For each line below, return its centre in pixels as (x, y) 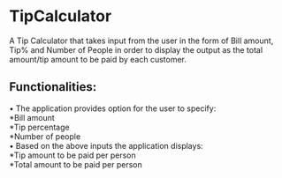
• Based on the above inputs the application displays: (106, 145)
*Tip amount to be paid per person (73, 155)
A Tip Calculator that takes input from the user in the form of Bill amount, (141, 41)
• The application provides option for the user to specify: (113, 108)
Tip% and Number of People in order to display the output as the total (136, 49)
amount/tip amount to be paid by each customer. (98, 59)
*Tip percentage (39, 127)
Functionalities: (53, 87)
